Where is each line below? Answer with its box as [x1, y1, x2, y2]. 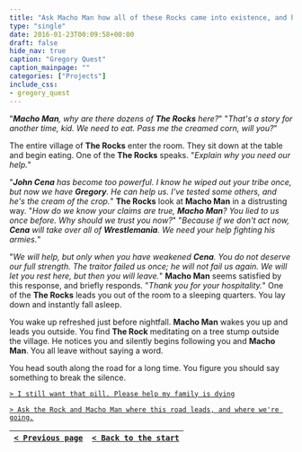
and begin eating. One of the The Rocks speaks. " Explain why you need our [9, 149, 290, 160]
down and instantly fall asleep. [9, 298, 122, 310]
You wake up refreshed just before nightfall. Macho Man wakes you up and [9, 316, 289, 327]
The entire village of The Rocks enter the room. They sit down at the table [9, 140, 283, 151]
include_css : [9, 80, 58, 89]
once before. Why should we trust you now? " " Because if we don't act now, [9, 215, 290, 226]
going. [9, 412, 34, 422]
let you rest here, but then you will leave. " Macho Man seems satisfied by [9, 270, 282, 281]
